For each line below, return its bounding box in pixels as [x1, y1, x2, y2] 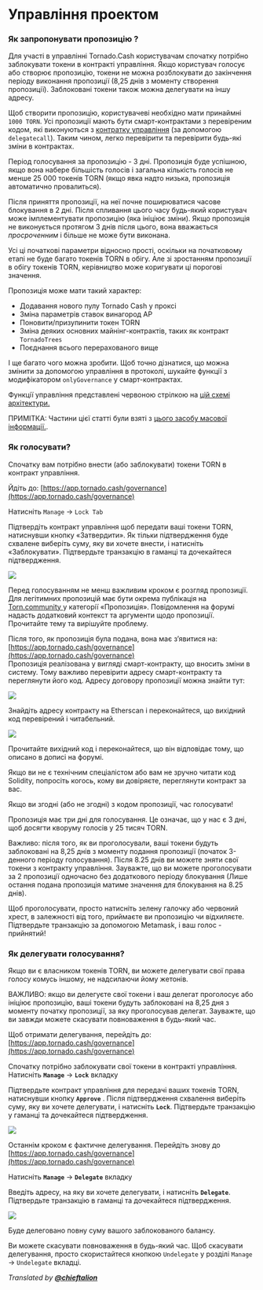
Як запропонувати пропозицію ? [8, 34, 139, 45]
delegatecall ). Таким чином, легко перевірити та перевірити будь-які [8, 134, 242, 143]
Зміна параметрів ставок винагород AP [19, 310, 153, 319]
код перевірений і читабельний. [8, 713, 115, 724]
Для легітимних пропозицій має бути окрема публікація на [8, 593, 206, 603]
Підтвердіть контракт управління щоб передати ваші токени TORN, [8, 522, 234, 531]
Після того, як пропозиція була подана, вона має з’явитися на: [8, 634, 218, 643]
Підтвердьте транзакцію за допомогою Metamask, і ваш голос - [8, 920, 222, 929]
